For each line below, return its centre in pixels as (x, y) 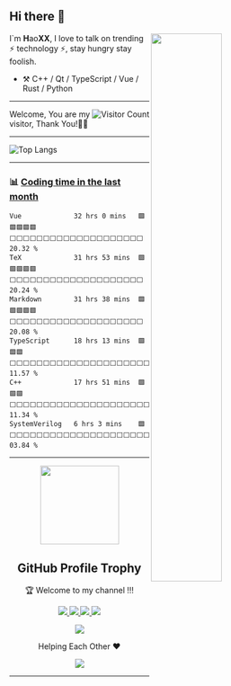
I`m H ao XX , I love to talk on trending (76, 38)
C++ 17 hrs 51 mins (70, 383)
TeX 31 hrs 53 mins (70, 258)
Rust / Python (48, 88)
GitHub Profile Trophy (80, 568)
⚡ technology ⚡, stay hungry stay (71, 48)
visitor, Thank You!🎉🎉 (49, 123)
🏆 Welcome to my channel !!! (80, 590)
